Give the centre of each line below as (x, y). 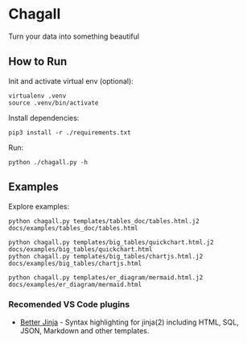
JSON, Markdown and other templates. (84, 330)
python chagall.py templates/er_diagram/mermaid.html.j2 (106, 277)
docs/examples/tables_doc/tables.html (73, 228)
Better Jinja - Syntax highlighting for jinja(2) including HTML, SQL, (129, 322)
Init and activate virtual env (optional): (71, 81)
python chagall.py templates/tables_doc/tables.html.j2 (104, 221)
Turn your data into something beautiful (74, 36)
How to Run (38, 62)
